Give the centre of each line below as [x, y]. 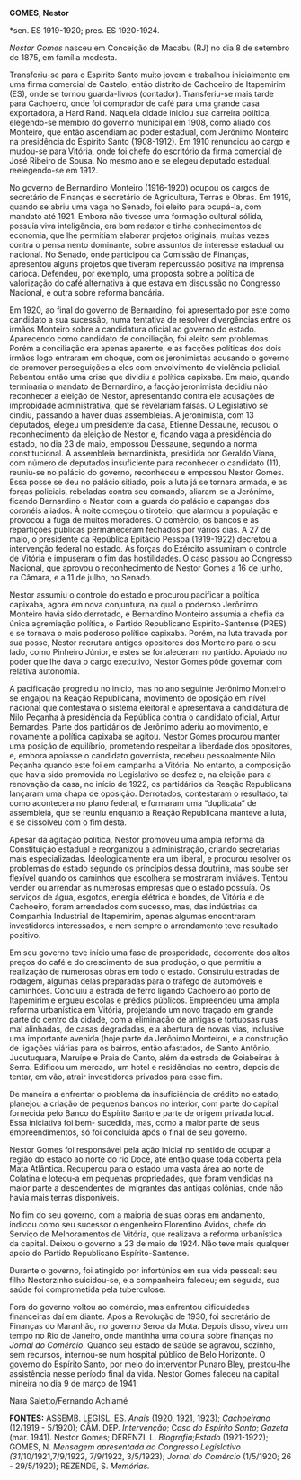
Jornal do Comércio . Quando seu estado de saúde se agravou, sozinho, [142, 1345]
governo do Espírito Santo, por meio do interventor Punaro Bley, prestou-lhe [150, 1364]
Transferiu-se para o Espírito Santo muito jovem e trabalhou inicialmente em [150, 75]
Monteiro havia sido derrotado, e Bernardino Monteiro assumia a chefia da [147, 614]
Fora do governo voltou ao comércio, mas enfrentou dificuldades [129, 1307]
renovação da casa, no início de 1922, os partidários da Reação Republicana [150, 784]
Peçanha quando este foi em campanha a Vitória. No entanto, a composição [150, 765]
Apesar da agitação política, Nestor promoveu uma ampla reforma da [137, 840]
